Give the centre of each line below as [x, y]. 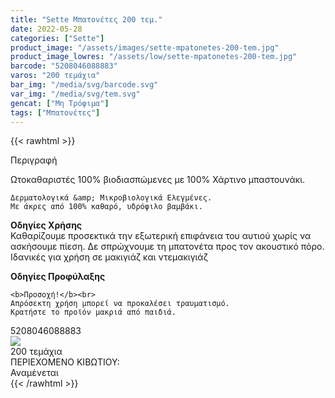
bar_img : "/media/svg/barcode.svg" [84, 85]
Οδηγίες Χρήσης [46, 225]
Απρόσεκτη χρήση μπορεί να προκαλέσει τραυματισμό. [120, 304]
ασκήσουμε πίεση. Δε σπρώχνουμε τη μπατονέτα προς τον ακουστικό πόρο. [167, 247]
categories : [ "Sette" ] [57, 38]
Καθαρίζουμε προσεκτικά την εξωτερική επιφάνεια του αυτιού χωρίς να [161, 236]
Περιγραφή [34, 160]
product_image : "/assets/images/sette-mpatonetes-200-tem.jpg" [145, 47]
